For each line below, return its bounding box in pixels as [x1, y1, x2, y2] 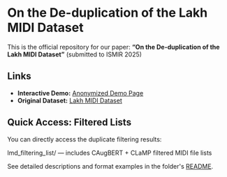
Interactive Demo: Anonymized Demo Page [17, 88, 144, 97]
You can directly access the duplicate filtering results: [7, 134, 162, 144]
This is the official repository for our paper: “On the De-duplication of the [7, 43, 220, 51]
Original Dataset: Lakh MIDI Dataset [17, 96, 122, 105]
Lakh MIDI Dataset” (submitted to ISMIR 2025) [7, 50, 142, 59]
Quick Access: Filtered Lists [7, 116, 131, 128]
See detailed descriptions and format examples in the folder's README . [7, 162, 214, 170]
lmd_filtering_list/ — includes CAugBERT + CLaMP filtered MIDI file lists [7, 148, 212, 157]
